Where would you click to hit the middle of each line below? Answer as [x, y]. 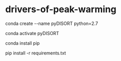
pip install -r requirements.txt [36, 53]
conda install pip [22, 43]
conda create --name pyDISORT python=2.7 [52, 23]
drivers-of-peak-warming [61, 9]
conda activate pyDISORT [32, 33]
